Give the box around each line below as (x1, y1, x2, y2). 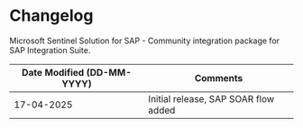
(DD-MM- (86, 66, 133, 78)
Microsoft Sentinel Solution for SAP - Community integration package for (9, 35, 280, 46)
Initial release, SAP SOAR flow (148, 92, 275, 105)
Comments (194, 71, 243, 84)
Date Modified (22, 66, 85, 78)
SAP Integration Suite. (9, 44, 91, 55)
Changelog (9, 5, 94, 26)
